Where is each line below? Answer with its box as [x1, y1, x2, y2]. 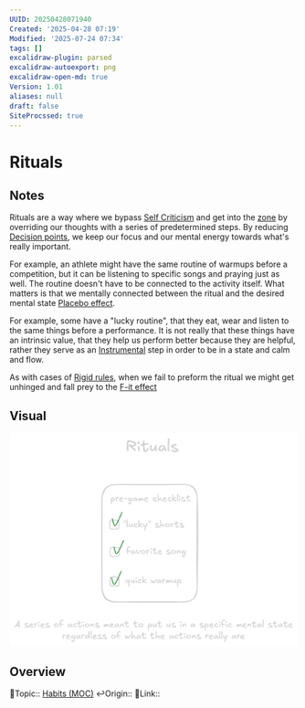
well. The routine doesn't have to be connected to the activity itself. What [9, 279, 285, 290]
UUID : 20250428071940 [9, 15, 92, 24]
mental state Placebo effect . [9, 298, 116, 309]
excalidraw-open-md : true [9, 73, 108, 82]
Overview [9, 663, 67, 680]
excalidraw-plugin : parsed [9, 53, 112, 63]
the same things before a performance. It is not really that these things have [9, 325, 295, 336]
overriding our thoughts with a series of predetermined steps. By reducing [9, 222, 289, 233]
